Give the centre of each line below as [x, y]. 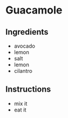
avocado [25, 46]
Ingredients [27, 32]
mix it [21, 103]
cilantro [23, 71]
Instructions [28, 90]
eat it [20, 110]
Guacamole [34, 10]
